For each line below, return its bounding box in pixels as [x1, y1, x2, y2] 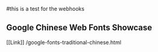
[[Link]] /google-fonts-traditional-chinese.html [6, 39, 122, 46]
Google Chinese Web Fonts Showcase [6, 22, 153, 33]
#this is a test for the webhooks [6, 5, 84, 12]
